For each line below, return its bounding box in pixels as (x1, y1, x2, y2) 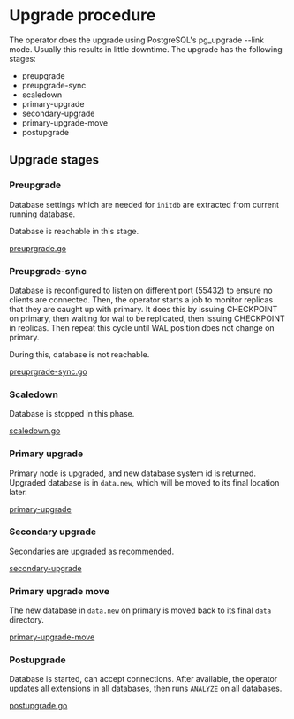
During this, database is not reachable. (9, 348, 150, 359)
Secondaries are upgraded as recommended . (9, 546, 175, 556)
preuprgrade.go (9, 242, 67, 253)
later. (9, 486, 28, 497)
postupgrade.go (9, 700, 68, 711)
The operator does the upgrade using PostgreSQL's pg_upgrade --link (9, 34, 265, 45)
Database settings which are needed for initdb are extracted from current (9, 199, 280, 210)
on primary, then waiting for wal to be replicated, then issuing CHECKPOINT (9, 313, 285, 324)
